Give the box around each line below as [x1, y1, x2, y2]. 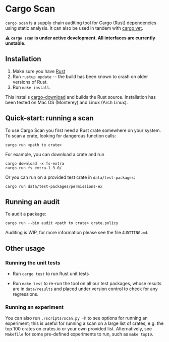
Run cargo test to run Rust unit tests [12, 270, 89, 277]
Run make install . [12, 84, 51, 90]
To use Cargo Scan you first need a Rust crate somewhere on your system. [5, 127, 161, 133]
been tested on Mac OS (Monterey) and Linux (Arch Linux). [5, 99, 128, 105]
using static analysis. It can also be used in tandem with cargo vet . [5, 25, 144, 31]
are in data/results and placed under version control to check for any [12, 286, 158, 292]
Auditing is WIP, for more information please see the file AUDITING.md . [5, 230, 149, 236]
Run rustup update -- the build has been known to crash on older [12, 74, 148, 80]
